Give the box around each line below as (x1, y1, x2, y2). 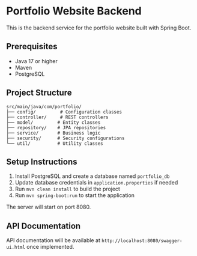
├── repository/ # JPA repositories (6, 124, 106, 130)
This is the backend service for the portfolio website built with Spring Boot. (6, 24, 192, 31)
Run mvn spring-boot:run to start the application (14, 192, 135, 199)
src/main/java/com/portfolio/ (6, 103, 82, 109)
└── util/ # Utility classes (6, 140, 103, 147)
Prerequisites (6, 41, 58, 52)
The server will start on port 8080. (6, 203, 91, 211)
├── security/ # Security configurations (6, 135, 125, 141)
